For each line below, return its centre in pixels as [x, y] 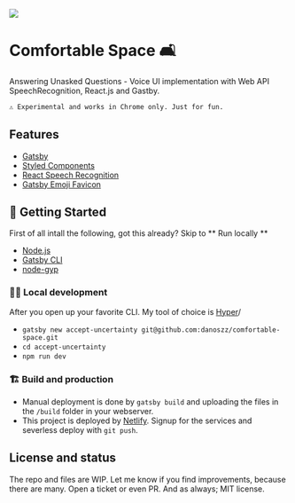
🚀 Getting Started [58, 212]
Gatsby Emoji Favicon [62, 184]
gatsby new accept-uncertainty [80, 330]
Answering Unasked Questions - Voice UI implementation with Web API [140, 81]
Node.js [36, 251]
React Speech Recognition [70, 175]
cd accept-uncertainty [64, 347]
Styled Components [58, 165]
